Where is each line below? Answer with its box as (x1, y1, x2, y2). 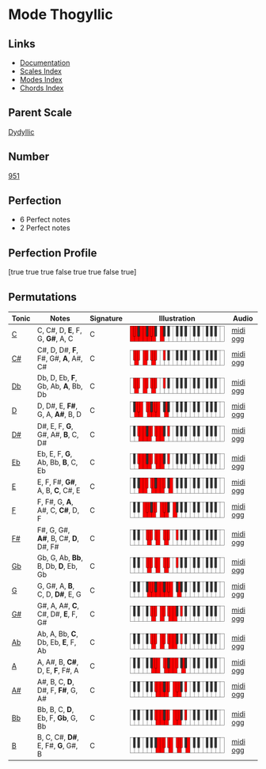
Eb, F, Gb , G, (36, 714, 78, 723)
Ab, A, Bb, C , (36, 629, 78, 638)
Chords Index (19, 83, 64, 93)
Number (8, 150, 50, 164)
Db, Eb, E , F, (36, 637, 77, 646)
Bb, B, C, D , (36, 705, 74, 714)
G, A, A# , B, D (36, 410, 82, 419)
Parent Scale (8, 106, 73, 119)
